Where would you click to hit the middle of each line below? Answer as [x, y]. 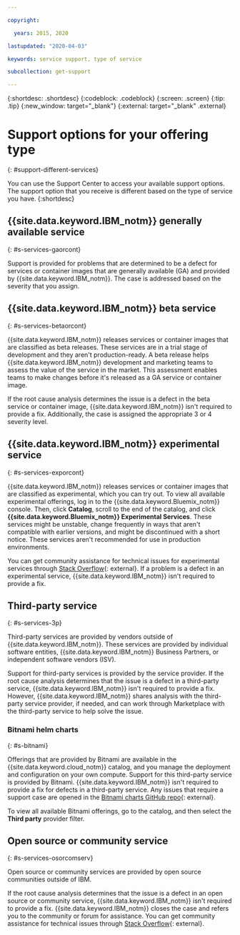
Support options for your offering [108, 135]
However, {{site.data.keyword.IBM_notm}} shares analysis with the [105, 696]
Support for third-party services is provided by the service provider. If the [116, 673]
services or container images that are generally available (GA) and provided [119, 271]
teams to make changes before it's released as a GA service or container [115, 377]
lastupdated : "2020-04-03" [47, 46]
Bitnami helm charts [43, 730]
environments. [29, 547]
